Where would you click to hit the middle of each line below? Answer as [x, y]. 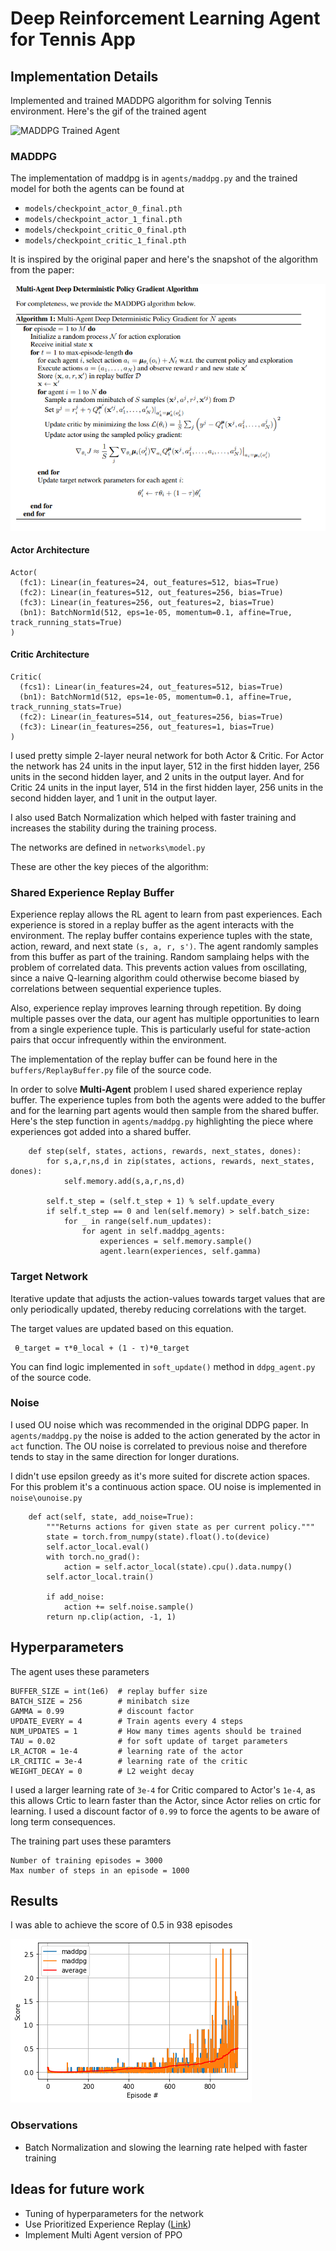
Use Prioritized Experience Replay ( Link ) [108, 2224]
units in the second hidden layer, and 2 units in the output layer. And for [157, 776]
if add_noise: [75, 1597]
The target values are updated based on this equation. [122, 1328]
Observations [44, 2125]
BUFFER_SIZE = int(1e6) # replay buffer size [109, 1691]
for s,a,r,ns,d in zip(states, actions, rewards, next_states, [180, 1162]
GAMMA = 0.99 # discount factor [102, 1711]
